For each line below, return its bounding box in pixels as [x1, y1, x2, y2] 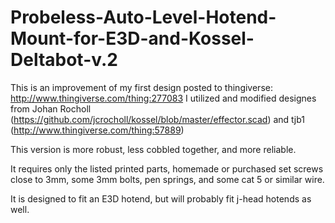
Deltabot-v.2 [10, 49, 118, 71]
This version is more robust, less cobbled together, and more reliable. [10, 143, 297, 155]
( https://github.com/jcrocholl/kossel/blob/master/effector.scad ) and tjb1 [10, 113, 305, 125]
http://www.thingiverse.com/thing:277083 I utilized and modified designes [10, 92, 317, 104]
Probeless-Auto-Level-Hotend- [10, 6, 277, 29]
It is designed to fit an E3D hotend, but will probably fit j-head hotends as [10, 192, 312, 205]
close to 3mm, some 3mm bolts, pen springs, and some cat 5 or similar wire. [10, 173, 325, 185]
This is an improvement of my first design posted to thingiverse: [10, 81, 273, 93]
